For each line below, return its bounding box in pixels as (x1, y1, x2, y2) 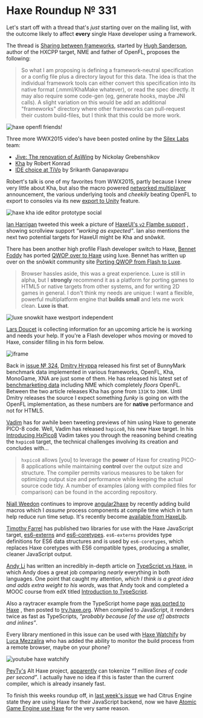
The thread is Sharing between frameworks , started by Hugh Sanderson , (6, 42, 187, 49)
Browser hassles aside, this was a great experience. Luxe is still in (21, 270, 185, 277)
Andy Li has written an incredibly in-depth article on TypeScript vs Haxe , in (6, 562, 193, 570)
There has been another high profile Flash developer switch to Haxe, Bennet (6, 245, 196, 252)
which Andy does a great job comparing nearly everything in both (6, 568, 170, 576)
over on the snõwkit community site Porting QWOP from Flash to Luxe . (6, 258, 182, 265)
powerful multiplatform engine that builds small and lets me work (21, 295, 184, 303)
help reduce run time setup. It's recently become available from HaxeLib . (6, 513, 188, 520)
